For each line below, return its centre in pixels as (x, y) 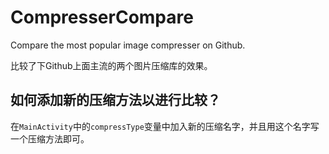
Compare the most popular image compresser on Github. (128, 45)
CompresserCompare (102, 17)
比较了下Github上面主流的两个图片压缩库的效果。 (111, 65)
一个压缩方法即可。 (50, 138)
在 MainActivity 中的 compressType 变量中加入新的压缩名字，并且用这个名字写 (165, 126)
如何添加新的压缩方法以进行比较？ (115, 100)
